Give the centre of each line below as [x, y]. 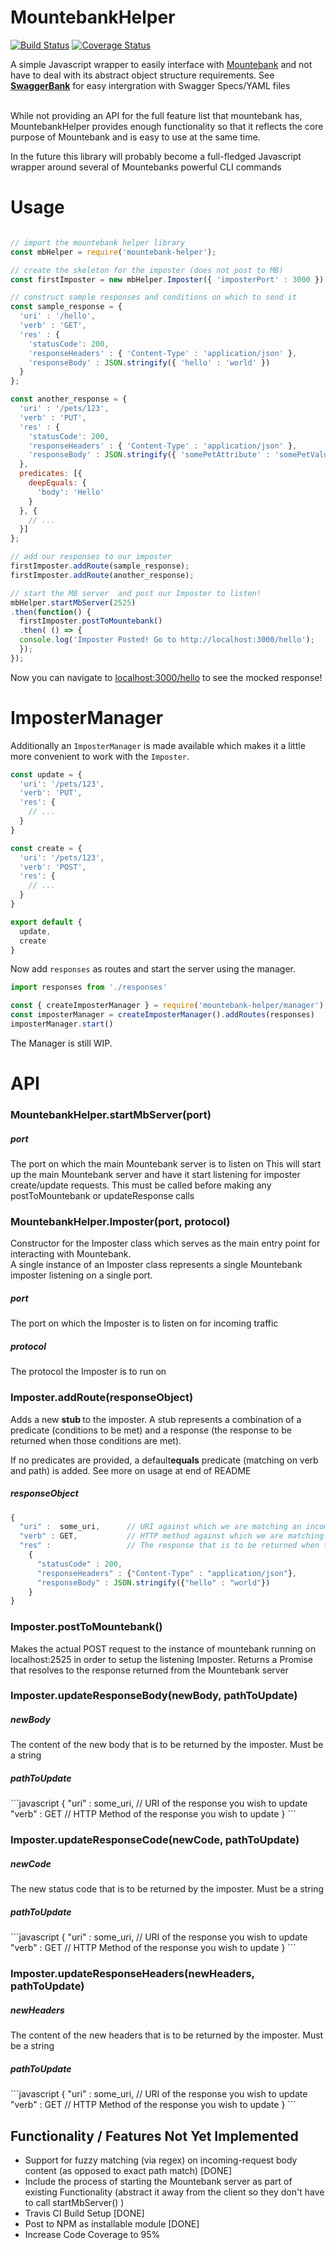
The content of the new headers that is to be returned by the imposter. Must [167, 2035]
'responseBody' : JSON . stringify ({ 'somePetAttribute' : [149, 455]
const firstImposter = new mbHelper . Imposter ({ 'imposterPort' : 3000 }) [167, 279]
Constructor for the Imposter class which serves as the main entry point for [165, 1243]
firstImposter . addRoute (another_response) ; [102, 575]
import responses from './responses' [89, 987]
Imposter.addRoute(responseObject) [102, 1398]
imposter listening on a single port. [81, 1275]
